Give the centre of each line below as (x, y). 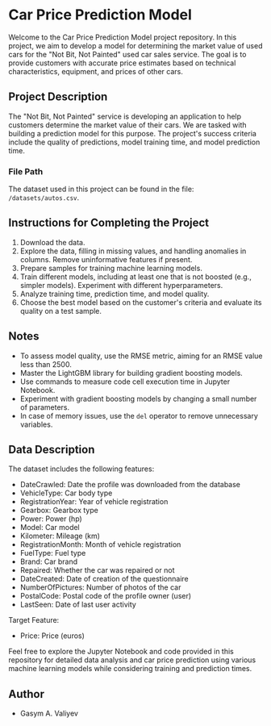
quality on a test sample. (61, 311)
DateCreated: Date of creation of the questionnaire (104, 579)
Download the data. (52, 242)
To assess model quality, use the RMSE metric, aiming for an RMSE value (142, 356)
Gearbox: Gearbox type (59, 511)
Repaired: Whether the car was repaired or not (97, 570)
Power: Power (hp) (51, 519)
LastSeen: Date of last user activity (78, 605)
